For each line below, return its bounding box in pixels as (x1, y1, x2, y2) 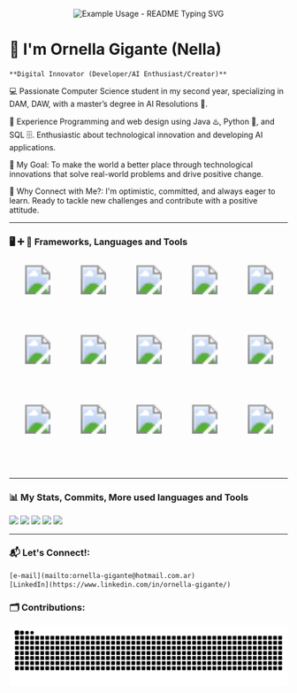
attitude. (9, 204, 40, 215)
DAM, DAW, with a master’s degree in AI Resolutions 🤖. (9, 98, 208, 109)
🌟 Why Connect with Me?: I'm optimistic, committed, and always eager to (9, 186, 276, 196)
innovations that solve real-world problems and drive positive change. (9, 168, 263, 179)
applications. (9, 142, 56, 152)
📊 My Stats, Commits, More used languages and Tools (9, 491, 249, 504)
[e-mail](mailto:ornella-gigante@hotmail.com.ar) (9, 571, 196, 580)
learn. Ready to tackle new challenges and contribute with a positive (9, 195, 258, 205)
